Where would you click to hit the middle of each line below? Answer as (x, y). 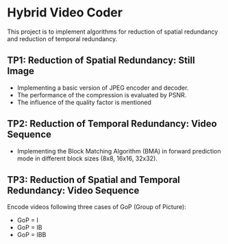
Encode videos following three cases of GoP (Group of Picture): (97, 207)
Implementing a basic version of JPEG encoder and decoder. (103, 88)
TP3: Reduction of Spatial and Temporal (93, 180)
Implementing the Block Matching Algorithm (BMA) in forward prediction (119, 151)
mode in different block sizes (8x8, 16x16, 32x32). (87, 158)
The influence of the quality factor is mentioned (84, 102)
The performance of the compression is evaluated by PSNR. (102, 95)
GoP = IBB (31, 235)
